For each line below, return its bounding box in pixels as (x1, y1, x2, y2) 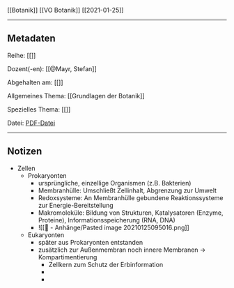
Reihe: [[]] (7, 51, 36, 59)
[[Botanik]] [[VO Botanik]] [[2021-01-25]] (7, 6, 124, 14)
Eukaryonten (27, 230, 65, 239)
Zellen (17, 164, 36, 172)
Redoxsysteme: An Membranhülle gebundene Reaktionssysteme (38, 193, 224, 202)
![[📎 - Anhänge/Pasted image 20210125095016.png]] (38, 223, 189, 232)
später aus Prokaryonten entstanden (38, 238, 143, 246)
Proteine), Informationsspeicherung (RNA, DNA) (38, 215, 175, 224)
